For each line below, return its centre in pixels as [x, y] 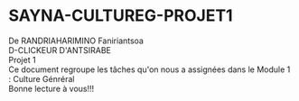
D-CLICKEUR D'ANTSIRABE [60, 50]
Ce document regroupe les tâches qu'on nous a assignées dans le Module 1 [149, 69]
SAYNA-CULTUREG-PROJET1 [121, 16]
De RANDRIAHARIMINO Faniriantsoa [76, 41]
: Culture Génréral [42, 78]
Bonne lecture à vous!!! [51, 88]
